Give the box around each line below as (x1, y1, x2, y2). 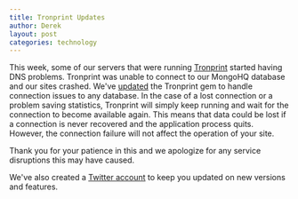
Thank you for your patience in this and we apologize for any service (9, 146, 262, 156)
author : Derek (9, 21, 62, 30)
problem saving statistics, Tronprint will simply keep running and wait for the (9, 99, 289, 111)
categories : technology (9, 37, 98, 47)
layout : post (9, 29, 58, 38)
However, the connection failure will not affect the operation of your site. (9, 128, 275, 139)
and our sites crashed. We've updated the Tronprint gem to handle (9, 81, 254, 92)
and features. (9, 181, 59, 192)
